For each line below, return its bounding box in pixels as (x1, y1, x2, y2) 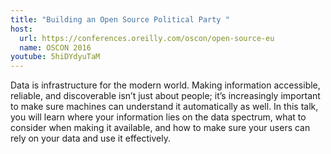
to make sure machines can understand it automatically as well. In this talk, (10, 101, 319, 113)
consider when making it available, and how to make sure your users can (10, 122, 311, 134)
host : (10, 24, 33, 34)
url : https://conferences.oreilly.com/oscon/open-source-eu (19, 33, 275, 43)
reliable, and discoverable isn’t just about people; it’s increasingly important (10, 90, 321, 102)
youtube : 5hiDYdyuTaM (10, 52, 101, 62)
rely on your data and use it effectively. (10, 132, 171, 145)
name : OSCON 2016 (19, 42, 92, 53)
